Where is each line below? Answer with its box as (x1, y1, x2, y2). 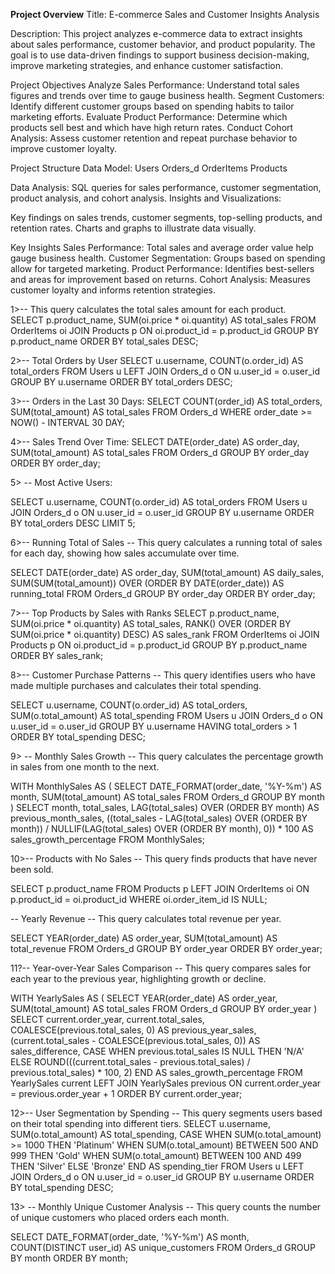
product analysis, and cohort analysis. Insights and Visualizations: (10, 192, 282, 204)
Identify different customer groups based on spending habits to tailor (10, 100, 295, 112)
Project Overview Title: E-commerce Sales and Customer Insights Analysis (10, 9, 320, 20)
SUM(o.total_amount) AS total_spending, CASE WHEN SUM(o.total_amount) (10, 1129, 322, 1140)
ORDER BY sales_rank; (10, 650, 104, 661)
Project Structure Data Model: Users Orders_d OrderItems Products (10, 162, 288, 174)
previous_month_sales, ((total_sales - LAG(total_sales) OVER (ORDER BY (10, 812, 308, 824)
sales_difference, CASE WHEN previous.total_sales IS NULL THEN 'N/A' (10, 1045, 305, 1057)
